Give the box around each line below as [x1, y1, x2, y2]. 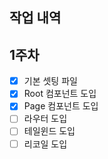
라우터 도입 [23, 113, 68, 125]
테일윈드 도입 [23, 125, 76, 137]
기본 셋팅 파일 [23, 75, 78, 87]
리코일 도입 [23, 138, 68, 150]
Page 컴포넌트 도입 [23, 100, 99, 112]
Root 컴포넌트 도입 [23, 88, 97, 100]
